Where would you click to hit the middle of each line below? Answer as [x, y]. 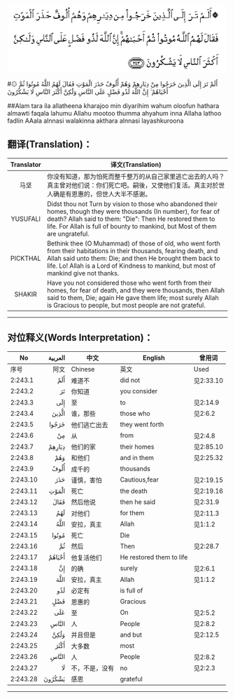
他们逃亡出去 [90, 425]
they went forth [142, 425]
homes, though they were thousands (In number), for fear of [133, 211]
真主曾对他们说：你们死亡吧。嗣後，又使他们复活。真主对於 [133, 185]
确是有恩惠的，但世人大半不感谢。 [102, 194]
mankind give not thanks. [83, 273]
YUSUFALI [26, 219]
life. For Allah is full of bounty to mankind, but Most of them [131, 226]
